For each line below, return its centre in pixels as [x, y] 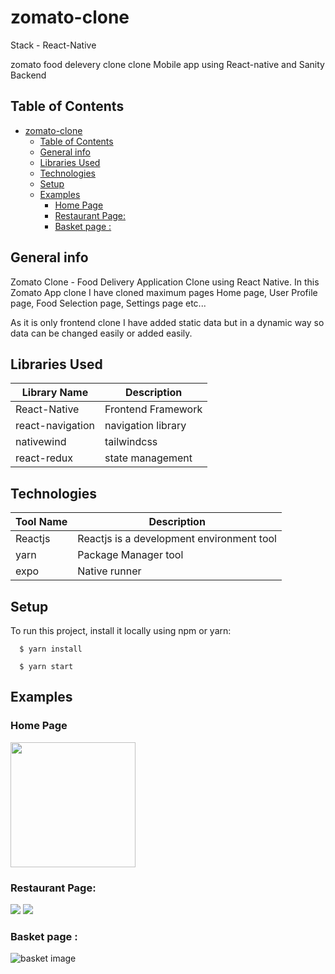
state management [148, 458]
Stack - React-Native [53, 45]
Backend [28, 75]
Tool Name [41, 522]
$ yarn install [51, 649]
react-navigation [55, 426]
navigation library [145, 426]
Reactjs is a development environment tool [177, 539]
